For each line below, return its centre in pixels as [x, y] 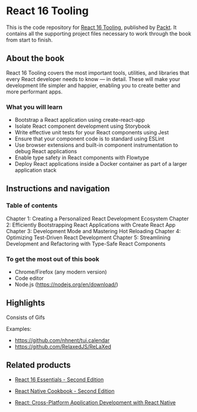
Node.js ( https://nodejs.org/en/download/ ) [66, 285]
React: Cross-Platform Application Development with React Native [95, 402]
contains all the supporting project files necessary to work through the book [99, 33]
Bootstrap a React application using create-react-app [80, 120]
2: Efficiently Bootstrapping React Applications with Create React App [91, 225]
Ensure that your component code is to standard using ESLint [89, 139]
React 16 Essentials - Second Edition [59, 379]
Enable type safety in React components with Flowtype [82, 157]
